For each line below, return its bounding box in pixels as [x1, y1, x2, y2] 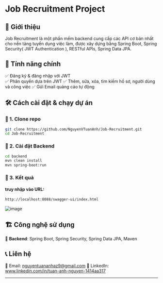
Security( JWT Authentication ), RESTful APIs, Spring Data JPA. [5, 46, 132, 51]
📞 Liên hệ [5, 250, 32, 258]
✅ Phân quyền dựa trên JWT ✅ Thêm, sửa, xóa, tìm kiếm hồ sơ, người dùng [5, 78, 155, 84]
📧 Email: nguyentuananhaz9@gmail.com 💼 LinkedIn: [5, 263, 109, 268]
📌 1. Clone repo [5, 116, 41, 122]
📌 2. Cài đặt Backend [5, 143, 55, 150]
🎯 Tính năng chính [5, 60, 61, 68]
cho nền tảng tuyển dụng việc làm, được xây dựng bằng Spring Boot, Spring [5, 41, 157, 47]
